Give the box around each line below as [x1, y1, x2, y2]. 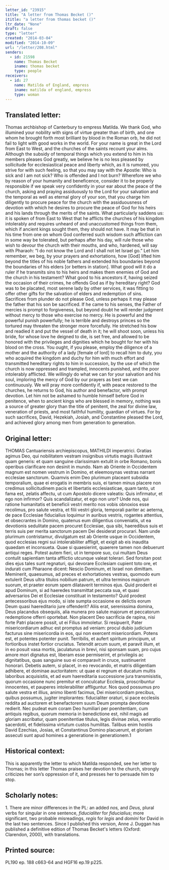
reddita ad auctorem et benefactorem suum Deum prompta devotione [5, 700, 150, 706]
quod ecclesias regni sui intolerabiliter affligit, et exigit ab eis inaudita [5, 539, 149, 545]
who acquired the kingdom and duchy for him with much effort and [5, 355, 145, 361]
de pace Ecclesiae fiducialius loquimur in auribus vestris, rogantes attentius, [5, 512, 163, 518]
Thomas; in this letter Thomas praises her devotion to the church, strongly [5, 765, 159, 771]
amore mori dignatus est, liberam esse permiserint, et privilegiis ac [5, 652, 144, 658]
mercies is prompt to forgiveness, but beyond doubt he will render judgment [5, 307, 163, 313]
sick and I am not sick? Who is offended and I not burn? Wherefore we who [5, 172, 161, 178]
